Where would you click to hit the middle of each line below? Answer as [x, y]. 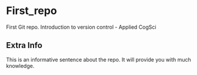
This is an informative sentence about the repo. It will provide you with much [98, 59]
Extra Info [24, 45]
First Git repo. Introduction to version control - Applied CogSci [81, 27]
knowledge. [20, 66]
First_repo [31, 11]
